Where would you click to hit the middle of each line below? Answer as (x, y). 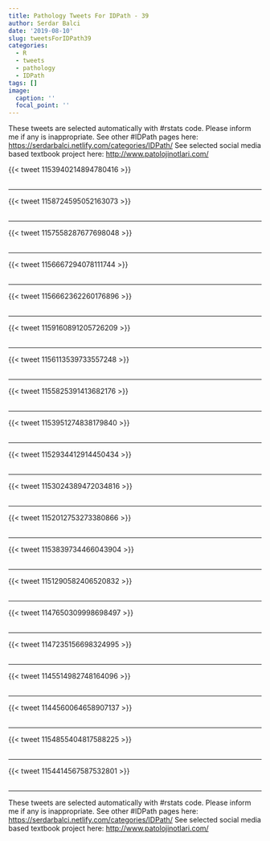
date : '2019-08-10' (41, 31)
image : (19, 90)
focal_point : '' (43, 105)
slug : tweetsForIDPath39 (50, 38)
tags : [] (23, 83)
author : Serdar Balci (45, 23)
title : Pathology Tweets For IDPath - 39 (79, 16)
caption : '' (36, 98)
